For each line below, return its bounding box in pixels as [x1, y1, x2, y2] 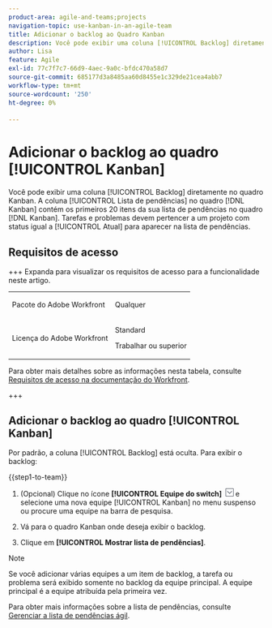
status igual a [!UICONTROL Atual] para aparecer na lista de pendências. [8, 222, 251, 231]
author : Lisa [8, 47, 53, 56]
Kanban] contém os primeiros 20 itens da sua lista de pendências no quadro [8, 204, 263, 214]
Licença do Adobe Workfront [11, 333, 108, 342]
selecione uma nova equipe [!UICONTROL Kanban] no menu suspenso [19, 497, 257, 507]
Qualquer [114, 299, 146, 309]
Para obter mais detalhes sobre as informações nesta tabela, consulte [8, 366, 242, 376]
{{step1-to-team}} [8, 472, 68, 482]
